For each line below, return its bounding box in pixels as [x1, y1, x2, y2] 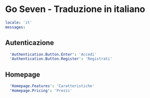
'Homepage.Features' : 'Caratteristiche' [9, 83, 95, 88]
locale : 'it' [5, 20, 32, 25]
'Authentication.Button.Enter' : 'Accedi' [9, 51, 97, 57]
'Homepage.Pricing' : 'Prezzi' [9, 88, 72, 93]
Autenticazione [5, 38, 54, 47]
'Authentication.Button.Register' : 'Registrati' [9, 56, 113, 61]
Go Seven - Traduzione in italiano [5, 3, 146, 15]
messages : [5, 24, 26, 29]
